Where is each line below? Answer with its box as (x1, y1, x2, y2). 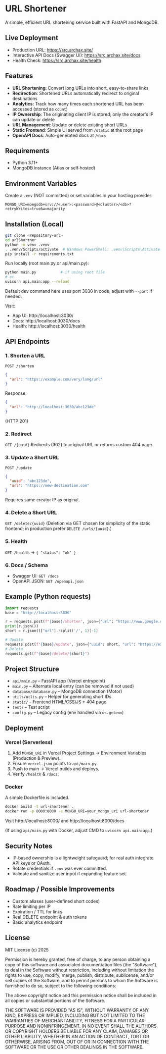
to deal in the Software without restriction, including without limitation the (5, 967, 154, 973)
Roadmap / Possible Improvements (5, 885, 115, 894)
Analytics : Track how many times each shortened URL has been (12, 101, 144, 106)
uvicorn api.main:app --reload (5, 279, 70, 284)
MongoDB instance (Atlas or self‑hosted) (12, 165, 95, 171)
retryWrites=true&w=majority (5, 207, 65, 211)
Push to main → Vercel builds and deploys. (12, 766, 100, 772)
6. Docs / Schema (5, 562, 48, 569)
